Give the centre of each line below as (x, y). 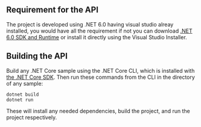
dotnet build (23, 94)
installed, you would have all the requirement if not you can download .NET (99, 31)
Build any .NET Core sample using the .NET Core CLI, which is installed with (101, 70)
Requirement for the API (52, 10)
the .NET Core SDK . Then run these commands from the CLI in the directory (101, 77)
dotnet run (20, 100)
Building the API (37, 56)
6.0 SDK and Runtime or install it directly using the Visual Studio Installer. (97, 37)
